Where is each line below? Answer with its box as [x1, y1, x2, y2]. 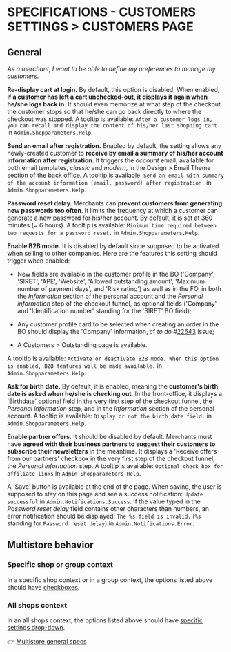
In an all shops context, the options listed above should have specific [7, 616, 203, 624]
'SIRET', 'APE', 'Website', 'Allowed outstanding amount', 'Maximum [17, 277, 205, 286]
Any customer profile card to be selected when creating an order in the [17, 320, 219, 328]
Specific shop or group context [7, 560, 114, 570]
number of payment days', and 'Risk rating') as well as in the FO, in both [17, 285, 222, 292]
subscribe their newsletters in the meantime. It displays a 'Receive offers [7, 447, 217, 455]
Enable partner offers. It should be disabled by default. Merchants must [7, 433, 212, 440]
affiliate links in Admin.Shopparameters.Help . [7, 469, 141, 477]
